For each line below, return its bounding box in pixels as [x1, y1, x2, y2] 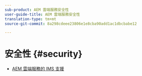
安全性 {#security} [4, 48, 83, 60]
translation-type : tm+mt [4, 16, 56, 21]
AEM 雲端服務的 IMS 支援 [11, 66, 64, 72]
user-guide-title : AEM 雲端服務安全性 [4, 12, 80, 17]
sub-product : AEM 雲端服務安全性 [4, 7, 69, 12]
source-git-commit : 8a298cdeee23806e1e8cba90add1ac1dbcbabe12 [4, 21, 137, 26]
